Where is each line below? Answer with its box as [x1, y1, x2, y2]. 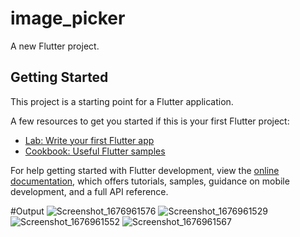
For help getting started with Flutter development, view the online [10, 164, 280, 176]
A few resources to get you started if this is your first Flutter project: [10, 115, 290, 127]
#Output [10, 205, 45, 217]
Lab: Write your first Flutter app [24, 134, 155, 146]
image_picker [10, 7, 126, 30]
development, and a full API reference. [10, 185, 169, 197]
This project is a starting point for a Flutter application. [10, 95, 234, 107]
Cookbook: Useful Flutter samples [24, 145, 166, 157]
